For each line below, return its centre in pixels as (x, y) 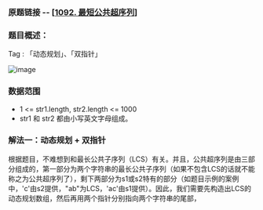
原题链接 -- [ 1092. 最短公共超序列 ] (73, 12)
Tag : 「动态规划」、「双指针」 (55, 54)
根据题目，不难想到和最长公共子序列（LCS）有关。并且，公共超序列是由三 (128, 159)
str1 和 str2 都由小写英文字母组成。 (76, 118)
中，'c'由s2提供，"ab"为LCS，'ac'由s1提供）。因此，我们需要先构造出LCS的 (130, 188)
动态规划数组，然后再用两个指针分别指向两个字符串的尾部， (104, 198)
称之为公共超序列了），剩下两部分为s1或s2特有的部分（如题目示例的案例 (124, 179)
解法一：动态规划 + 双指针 (57, 140)
